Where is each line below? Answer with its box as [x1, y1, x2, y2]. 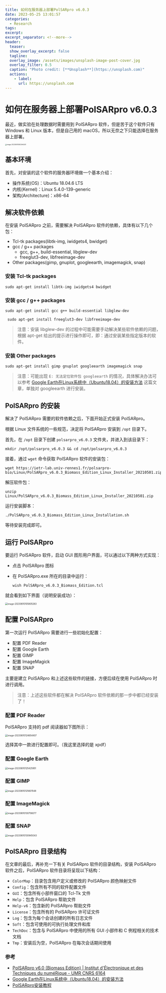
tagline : [9, 53, 28, 58]
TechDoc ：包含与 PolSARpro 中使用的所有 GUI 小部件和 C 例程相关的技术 [12, 928, 159, 934]
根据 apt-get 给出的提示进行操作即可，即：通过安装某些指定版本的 [17, 332, 152, 338]
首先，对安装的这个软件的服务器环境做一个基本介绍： [5, 169, 114, 175]
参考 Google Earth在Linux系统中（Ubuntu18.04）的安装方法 [21, 380, 143, 386]
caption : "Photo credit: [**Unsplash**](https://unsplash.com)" [9, 67, 145, 72]
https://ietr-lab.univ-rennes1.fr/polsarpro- [16, 466, 112, 471]
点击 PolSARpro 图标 [12, 562, 54, 568]
